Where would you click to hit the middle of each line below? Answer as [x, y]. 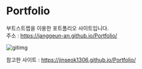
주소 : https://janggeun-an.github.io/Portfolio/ [62, 35]
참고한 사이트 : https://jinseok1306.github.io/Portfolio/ [71, 59]
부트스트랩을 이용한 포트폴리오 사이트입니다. [58, 28]
